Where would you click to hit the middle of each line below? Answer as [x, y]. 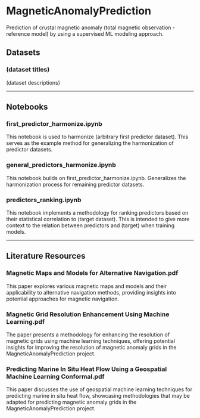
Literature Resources [46, 256]
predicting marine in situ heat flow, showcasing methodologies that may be [98, 396]
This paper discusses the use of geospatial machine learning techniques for [99, 389]
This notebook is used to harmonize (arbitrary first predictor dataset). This [97, 137]
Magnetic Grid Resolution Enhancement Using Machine [88, 314]
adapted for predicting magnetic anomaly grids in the [71, 402]
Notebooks [27, 107]
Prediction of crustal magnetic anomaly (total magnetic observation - [91, 27]
